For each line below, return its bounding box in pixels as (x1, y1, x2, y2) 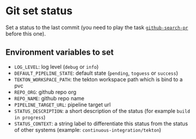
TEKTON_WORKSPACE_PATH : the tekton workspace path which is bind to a (14, 75, 183, 83)
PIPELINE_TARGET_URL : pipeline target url (14, 101, 111, 108)
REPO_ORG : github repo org (14, 88, 76, 96)
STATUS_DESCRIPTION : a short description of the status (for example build (14, 107, 191, 114)
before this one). (5, 30, 46, 37)
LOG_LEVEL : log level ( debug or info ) (14, 63, 99, 70)
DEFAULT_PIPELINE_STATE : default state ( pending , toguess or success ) (14, 69, 178, 77)
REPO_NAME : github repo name (14, 94, 85, 102)
